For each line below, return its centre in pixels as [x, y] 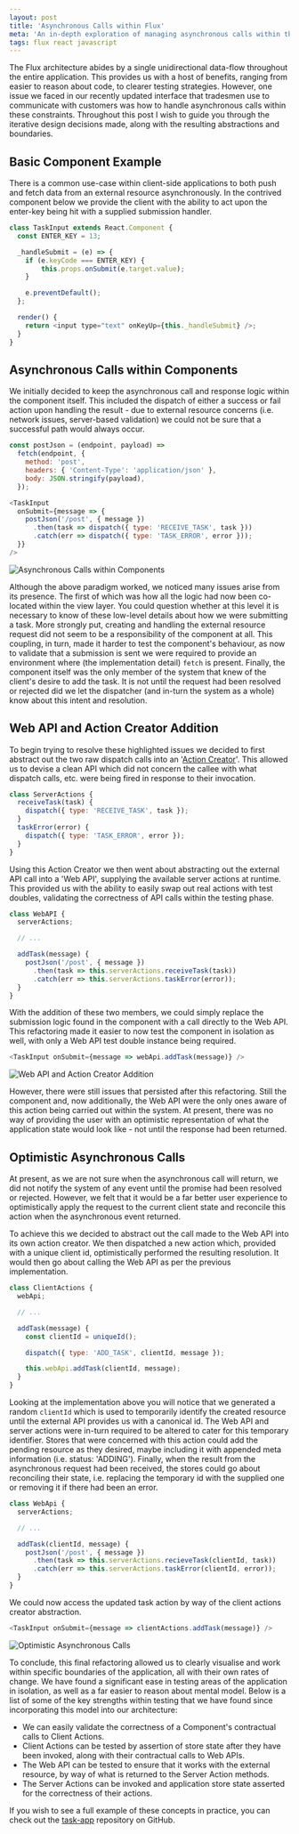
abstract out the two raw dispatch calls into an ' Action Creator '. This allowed [149, 759]
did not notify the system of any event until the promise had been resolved [145, 1188]
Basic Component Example [85, 162]
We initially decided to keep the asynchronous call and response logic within [149, 392]
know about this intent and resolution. [78, 700]
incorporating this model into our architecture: [93, 1709]
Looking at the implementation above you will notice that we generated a [142, 1402]
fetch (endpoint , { [52, 454]
